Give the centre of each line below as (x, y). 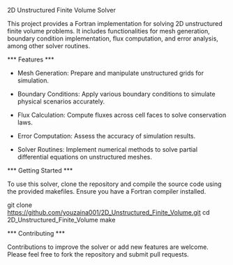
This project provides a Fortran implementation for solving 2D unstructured (115, 23)
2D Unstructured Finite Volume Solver (62, 10)
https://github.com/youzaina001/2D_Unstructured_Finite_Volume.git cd (109, 212)
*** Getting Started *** (40, 170)
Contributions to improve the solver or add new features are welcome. (108, 247)
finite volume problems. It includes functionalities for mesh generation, (109, 31)
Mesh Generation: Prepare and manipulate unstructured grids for (111, 73)
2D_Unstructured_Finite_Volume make (61, 220)
